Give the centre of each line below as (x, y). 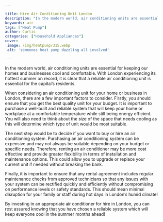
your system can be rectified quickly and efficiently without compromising (79, 184)
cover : (12, 41)
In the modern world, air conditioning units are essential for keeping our (76, 68)
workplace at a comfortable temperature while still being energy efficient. (78, 113)
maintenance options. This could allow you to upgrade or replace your (75, 159)
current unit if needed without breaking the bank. (54, 164)
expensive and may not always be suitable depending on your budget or (77, 143)
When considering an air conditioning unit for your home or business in (76, 93)
